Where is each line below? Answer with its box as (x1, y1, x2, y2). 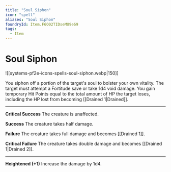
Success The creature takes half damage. (5, 120, 94, 127)
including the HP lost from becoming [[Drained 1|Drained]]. (5, 96, 129, 102)
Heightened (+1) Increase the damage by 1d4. (5, 160, 102, 166)
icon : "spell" (5, 12, 36, 17)
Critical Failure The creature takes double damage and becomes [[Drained (5, 140, 162, 146)
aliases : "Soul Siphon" (5, 17, 56, 22)
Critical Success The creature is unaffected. (5, 111, 99, 117)
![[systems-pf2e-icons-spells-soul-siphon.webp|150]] (5, 70, 119, 76)
